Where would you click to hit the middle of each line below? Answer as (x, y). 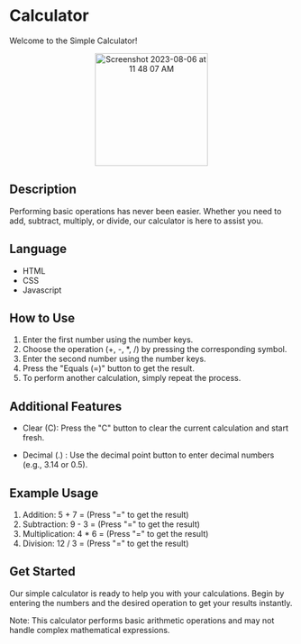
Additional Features (66, 406)
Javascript (42, 290)
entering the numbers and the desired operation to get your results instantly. (151, 603)
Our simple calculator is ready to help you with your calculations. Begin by (147, 593)
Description (43, 190)
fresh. (33, 438)
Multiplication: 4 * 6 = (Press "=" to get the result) (115, 534)
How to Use (42, 317)
